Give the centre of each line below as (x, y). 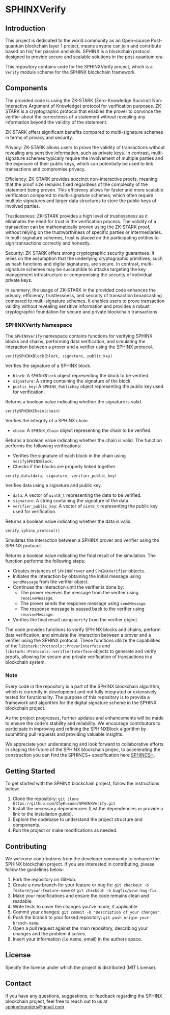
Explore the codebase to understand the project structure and (77, 819)
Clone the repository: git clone (46, 799)
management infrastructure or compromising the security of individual (79, 275)
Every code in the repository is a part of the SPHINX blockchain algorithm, (83, 686)
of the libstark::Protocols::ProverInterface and (58, 646)
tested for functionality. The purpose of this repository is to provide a (78, 697)
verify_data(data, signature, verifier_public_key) (61, 476)
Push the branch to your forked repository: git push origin (75, 917)
